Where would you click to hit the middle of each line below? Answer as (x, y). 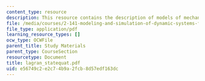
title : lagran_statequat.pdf (43, 63)
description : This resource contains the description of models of (94, 18)
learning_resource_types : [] (43, 35)
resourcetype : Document (37, 57)
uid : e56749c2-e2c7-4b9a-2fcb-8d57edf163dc (63, 69)
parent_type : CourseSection (42, 52)
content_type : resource (37, 12)
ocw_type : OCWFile (30, 40)
